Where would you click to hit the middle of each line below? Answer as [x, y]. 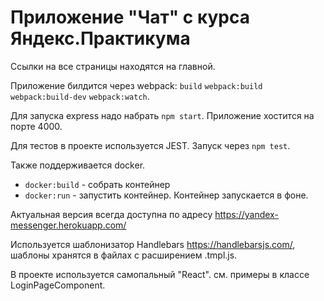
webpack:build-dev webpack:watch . [80, 96]
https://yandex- [246, 214]
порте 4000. [36, 126]
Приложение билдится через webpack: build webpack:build [136, 85]
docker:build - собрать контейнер [97, 184]
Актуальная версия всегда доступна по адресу [111, 214]
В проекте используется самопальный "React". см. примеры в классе [160, 274]
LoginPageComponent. [58, 285]
